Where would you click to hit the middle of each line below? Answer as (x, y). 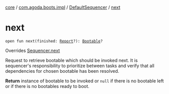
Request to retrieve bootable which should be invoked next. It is (72, 60)
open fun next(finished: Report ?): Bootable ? (54, 41)
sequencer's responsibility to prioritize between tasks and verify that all (80, 66)
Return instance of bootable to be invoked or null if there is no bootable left (85, 81)
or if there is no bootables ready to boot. (47, 86)
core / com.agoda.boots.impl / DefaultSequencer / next (63, 7)
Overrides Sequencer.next (33, 51)
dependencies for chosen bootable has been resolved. (62, 71)
